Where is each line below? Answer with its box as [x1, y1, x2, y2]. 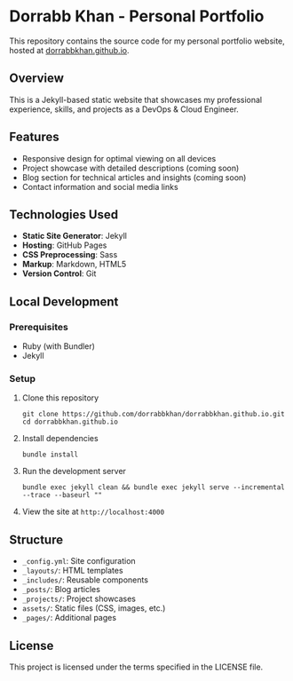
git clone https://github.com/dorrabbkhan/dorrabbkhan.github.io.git [21, 410, 286, 419]
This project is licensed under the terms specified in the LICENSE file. [9, 661, 264, 672]
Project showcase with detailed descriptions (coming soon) [21, 162, 240, 173]
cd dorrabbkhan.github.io [21, 417, 118, 427]
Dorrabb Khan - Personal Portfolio [9, 6, 265, 27]
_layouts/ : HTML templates [21, 566, 123, 576]
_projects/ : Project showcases [21, 593, 136, 605]
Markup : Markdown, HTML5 [21, 259, 127, 270]
